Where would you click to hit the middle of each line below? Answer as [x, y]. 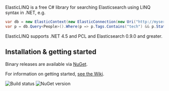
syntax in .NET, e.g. [25, 13]
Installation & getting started [51, 52]
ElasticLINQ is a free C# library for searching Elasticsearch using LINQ [78, 7]
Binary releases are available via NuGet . [47, 64]
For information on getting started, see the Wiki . [55, 74]
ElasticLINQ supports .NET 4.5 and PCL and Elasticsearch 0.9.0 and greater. [84, 36]
